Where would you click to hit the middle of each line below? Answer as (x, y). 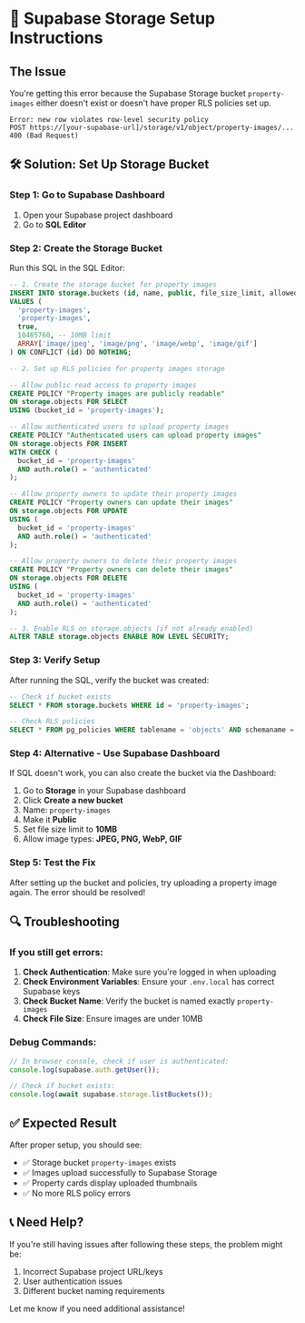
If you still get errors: (57, 953)
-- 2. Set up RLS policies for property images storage (117, 369)
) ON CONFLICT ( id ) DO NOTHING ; (70, 352)
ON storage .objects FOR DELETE (69, 578)
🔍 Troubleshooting (64, 922)
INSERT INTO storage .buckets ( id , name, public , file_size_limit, (138, 293)
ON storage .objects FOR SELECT (69, 402)
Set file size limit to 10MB (70, 829)
